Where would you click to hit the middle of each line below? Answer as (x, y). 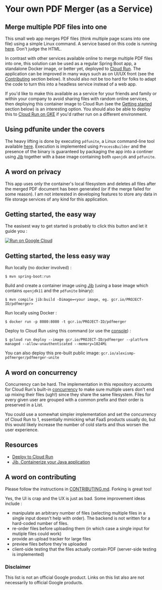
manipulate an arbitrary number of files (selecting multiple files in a (79, 513)
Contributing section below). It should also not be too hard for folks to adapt (81, 79)
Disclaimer (18, 567)
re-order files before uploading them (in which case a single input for (81, 528)
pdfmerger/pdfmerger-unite (32, 358)
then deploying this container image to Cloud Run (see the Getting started (79, 104)
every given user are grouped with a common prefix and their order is (74, 400)
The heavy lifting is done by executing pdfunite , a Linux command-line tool (80, 141)
